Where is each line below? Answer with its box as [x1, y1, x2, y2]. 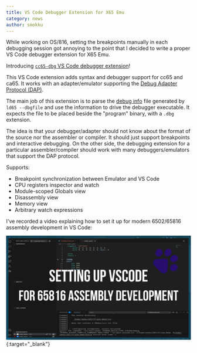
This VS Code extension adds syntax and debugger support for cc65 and [6, 74, 183, 81]
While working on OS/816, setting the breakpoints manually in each [6, 39, 168, 46]
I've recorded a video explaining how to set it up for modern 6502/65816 [6, 218, 182, 225]
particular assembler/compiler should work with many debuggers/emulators [6, 147, 189, 154]
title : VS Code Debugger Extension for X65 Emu [6, 9, 125, 15]
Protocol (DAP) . [6, 86, 44, 93]
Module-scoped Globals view [14, 188, 86, 195]
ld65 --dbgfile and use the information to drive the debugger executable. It [6, 104, 190, 111]
